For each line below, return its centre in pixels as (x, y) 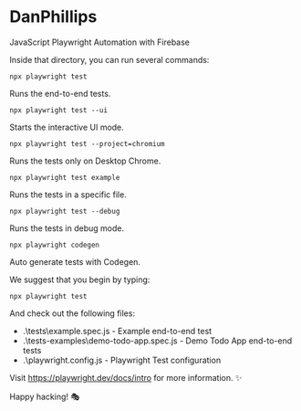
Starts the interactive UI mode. (67, 127)
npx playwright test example (65, 177)
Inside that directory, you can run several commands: (109, 59)
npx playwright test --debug (65, 211)
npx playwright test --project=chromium (88, 143)
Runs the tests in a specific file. (68, 195)
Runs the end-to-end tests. (60, 93)
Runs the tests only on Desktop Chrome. (85, 161)
